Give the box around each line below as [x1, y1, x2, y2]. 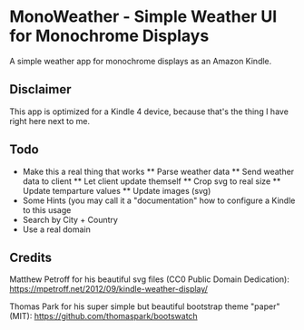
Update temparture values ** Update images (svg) [22, 185, 211, 196]
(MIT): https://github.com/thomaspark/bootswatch [9, 311, 198, 322]
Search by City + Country [22, 214, 118, 225]
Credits [9, 249, 53, 265]
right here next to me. [9, 115, 91, 126]
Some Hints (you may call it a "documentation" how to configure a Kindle [22, 195, 296, 206]
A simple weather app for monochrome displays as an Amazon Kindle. [9, 55, 272, 66]
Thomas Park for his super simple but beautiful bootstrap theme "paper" [9, 301, 280, 312]
